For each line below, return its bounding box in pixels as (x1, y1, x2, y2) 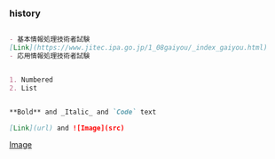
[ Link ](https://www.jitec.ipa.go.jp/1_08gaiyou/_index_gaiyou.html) (9, 44, 268, 52)
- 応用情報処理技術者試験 (9, 52, 90, 60)
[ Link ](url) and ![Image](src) (9, 123, 125, 132)
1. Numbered (9, 75, 53, 84)
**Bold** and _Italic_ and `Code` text (9, 107, 157, 116)
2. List (9, 83, 38, 92)
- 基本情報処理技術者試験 (9, 35, 90, 44)
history (9, 7, 42, 20)
